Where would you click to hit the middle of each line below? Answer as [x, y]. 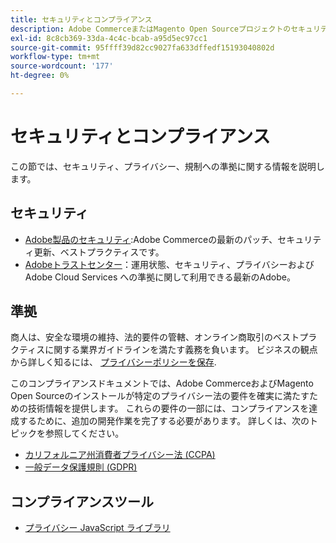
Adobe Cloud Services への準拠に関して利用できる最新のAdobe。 [160, 277]
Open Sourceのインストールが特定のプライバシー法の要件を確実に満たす [160, 396]
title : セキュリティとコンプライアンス [81, 19]
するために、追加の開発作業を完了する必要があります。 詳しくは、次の [164, 421]
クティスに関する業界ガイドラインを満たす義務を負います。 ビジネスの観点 [164, 350]
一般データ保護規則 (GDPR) [81, 467]
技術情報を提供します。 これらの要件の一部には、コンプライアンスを [168, 408]
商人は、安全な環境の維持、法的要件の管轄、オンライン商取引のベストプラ [164, 337]
